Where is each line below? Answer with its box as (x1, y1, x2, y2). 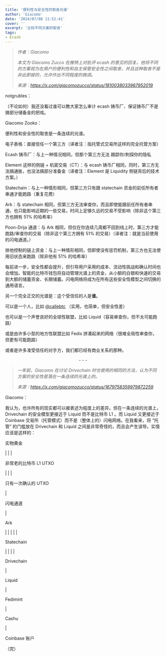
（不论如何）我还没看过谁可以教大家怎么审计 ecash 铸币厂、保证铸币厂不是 (5, 103, 159, 109)
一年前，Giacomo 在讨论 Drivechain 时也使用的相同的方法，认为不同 (17, 367, 157, 373)
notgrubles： (5, 92, 32, 99)
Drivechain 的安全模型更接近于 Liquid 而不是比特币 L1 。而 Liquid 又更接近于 (5, 411, 160, 417)
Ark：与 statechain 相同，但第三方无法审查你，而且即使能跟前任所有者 (5, 201, 149, 207)
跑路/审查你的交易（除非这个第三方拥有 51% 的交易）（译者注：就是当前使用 (5, 230, 159, 236)
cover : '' (5, 21, 26, 26)
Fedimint (5, 596, 23, 602)
